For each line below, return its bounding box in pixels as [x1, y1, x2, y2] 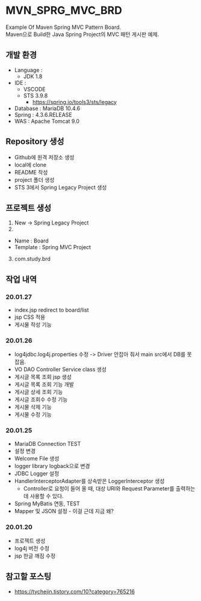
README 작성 [14, 168, 48, 176]
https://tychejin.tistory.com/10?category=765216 [14, 588, 135, 595]
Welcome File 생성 [14, 455, 60, 462]
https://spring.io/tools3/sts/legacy [32, 98, 117, 105]
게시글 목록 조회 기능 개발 [14, 381, 75, 388]
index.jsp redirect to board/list [14, 306, 89, 313]
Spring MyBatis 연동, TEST [14, 500, 81, 507]
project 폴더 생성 [14, 176, 55, 183]
